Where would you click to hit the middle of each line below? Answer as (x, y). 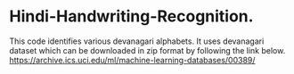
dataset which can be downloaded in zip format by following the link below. (147, 50)
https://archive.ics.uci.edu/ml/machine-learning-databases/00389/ (132, 60)
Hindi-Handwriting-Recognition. (131, 16)
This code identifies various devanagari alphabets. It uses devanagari (137, 41)
